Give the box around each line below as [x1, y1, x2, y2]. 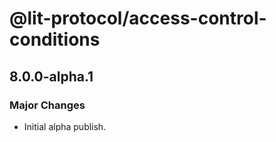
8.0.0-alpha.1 [9, 68, 94, 85]
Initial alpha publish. [23, 120, 107, 132]
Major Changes [9, 98, 86, 112]
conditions [9, 28, 101, 51]
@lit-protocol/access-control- [9, 7, 267, 30]
